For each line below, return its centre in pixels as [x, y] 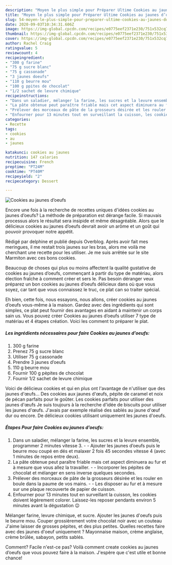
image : [12, 29]
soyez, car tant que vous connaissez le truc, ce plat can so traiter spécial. [83, 290]
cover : [12, 39]
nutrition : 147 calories [32, 157]
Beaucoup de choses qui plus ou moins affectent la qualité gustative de [81, 268]
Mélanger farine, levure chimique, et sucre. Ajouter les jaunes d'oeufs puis [84, 515]
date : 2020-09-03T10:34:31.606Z [40, 24]
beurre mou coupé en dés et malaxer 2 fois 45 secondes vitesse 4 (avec [89, 451]
